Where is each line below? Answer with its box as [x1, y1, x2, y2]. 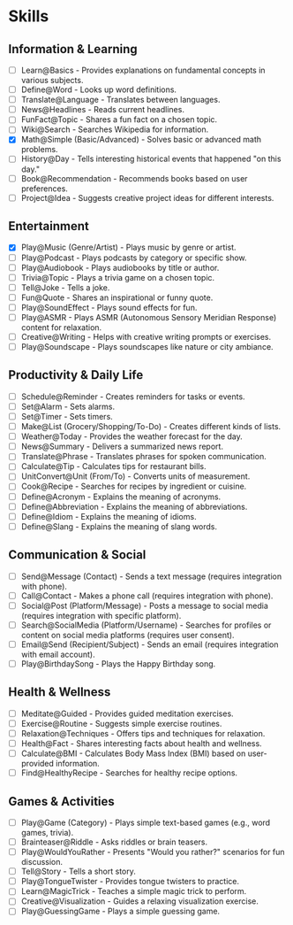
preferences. [20, 183, 68, 194]
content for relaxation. [20, 321, 102, 333]
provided [20, 759, 55, 769]
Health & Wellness [8, 684, 111, 700]
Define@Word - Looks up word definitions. [20, 84, 177, 95]
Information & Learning [8, 42, 138, 57]
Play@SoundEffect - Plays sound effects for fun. [20, 302, 198, 312]
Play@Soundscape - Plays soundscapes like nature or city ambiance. [20, 342, 274, 351]
